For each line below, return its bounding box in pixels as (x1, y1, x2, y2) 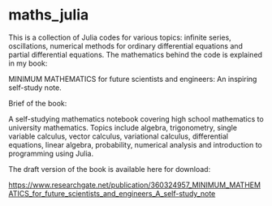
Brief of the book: (8, 98, 67, 108)
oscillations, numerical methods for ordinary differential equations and (8, 41, 244, 50)
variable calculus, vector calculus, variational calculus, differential (8, 131, 229, 141)
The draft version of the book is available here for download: (8, 164, 211, 174)
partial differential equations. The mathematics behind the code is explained (8, 49, 262, 59)
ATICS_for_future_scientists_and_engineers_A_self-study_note (8, 188, 216, 198)
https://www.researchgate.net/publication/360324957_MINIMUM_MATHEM (8, 180, 261, 190)
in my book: (8, 58, 48, 68)
